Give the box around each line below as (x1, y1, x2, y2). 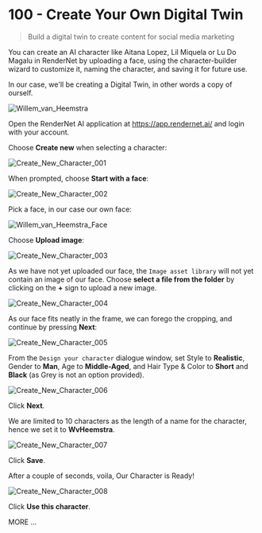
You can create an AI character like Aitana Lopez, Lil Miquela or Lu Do (8, 47, 237, 56)
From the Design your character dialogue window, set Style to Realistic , (8, 352, 245, 363)
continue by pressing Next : (8, 322, 98, 332)
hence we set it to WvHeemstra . (8, 424, 115, 434)
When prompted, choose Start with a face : (8, 173, 149, 183)
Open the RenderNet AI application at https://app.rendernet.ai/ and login (8, 119, 245, 128)
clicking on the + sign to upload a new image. (8, 282, 157, 292)
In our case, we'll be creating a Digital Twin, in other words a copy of (8, 80, 233, 89)
